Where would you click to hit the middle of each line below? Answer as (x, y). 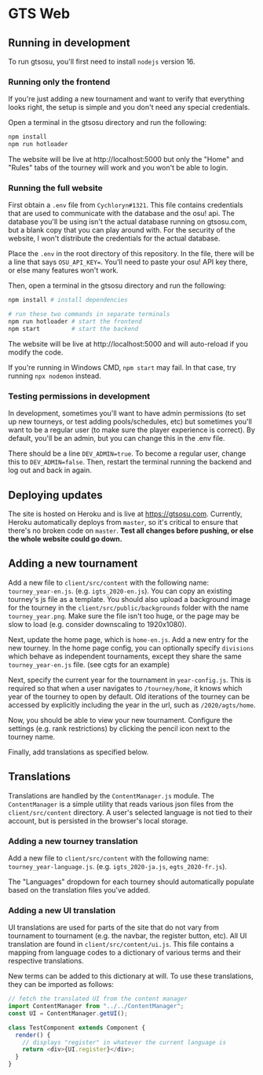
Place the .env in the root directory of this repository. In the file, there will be (131, 254)
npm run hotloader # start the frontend (75, 322)
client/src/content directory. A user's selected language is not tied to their (130, 812)
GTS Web (39, 14)
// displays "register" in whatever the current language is (124, 1042)
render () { (33, 1035)
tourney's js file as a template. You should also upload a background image (130, 599)
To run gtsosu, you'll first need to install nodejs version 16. (102, 61)
